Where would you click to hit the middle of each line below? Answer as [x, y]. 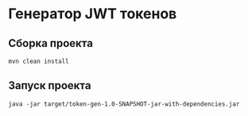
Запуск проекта [50, 85]
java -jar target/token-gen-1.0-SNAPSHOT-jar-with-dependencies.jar [124, 104]
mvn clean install [39, 61]
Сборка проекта [51, 43]
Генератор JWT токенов [93, 14]
